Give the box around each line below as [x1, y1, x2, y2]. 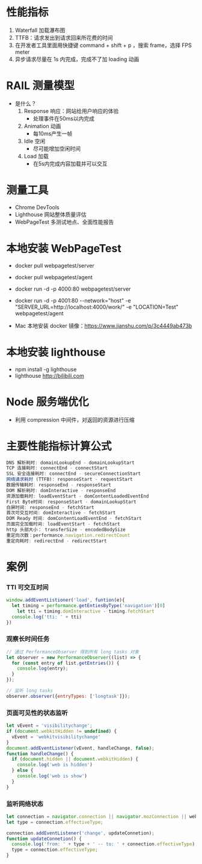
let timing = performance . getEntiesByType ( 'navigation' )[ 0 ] [11, 603, 165, 609]
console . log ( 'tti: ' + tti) [11, 614, 82, 620]
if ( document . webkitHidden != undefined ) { [6, 729, 117, 735]
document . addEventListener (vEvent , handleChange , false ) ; [6, 745, 155, 751]
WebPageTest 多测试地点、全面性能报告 [14, 218, 114, 226]
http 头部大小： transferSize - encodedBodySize [6, 527, 126, 533]
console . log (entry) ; [17, 665, 69, 671]
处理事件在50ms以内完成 [32, 115, 95, 122]
